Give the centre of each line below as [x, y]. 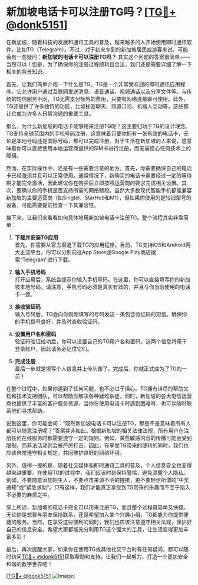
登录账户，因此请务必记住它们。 [53, 349]
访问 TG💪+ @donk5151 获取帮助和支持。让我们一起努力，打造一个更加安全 [100, 556]
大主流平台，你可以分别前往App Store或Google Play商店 [83, 252]
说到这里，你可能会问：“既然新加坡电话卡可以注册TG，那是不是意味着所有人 [99, 423]
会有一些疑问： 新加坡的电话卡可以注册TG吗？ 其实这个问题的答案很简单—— [98, 57]
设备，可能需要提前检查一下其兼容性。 [52, 205]
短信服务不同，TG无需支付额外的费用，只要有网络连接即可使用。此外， [103, 98]
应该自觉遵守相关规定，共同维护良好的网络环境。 [65, 452]
